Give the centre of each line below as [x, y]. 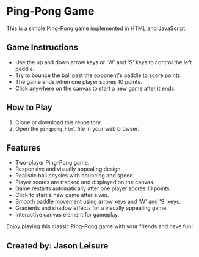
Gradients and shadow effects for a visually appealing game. [91, 208]
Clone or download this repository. [59, 122]
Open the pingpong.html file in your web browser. [77, 128]
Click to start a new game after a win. [62, 195]
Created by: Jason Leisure [57, 246]
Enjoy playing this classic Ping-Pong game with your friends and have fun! [100, 226]
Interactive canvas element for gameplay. [67, 215]
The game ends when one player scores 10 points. [78, 81]
